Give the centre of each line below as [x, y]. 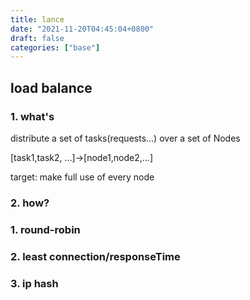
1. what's [32, 116]
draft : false [37, 38]
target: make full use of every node [82, 177]
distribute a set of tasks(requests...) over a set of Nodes [125, 138]
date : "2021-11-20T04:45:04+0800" [82, 29]
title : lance [37, 19]
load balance [51, 87]
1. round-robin [45, 229]
